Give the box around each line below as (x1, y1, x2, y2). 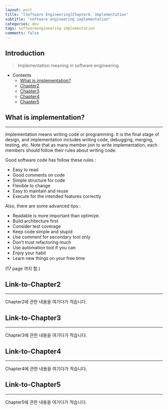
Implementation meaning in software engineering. (17, 62, 120, 68)
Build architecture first (12, 218, 58, 224)
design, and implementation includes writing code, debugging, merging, (5, 136, 153, 143)
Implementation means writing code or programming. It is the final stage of (5, 131, 159, 137)
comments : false (5, 31, 39, 36)
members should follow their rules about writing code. (5, 147, 116, 153)
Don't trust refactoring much (12, 239, 71, 245)
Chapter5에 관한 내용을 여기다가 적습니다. (5, 399, 87, 405)
